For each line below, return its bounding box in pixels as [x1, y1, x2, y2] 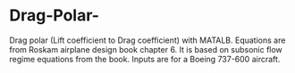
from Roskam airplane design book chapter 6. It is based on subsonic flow [9, 44, 283, 54]
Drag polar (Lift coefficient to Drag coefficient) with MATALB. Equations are [9, 35, 286, 45]
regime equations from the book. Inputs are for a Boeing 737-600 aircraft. [9, 53, 281, 64]
